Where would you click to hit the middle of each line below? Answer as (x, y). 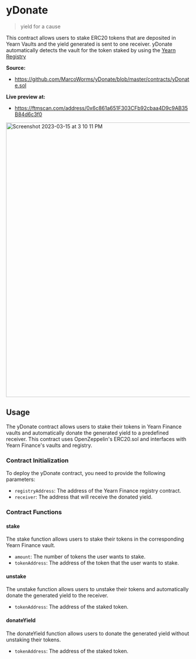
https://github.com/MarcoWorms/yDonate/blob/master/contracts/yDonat (102, 79)
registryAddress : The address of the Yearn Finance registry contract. (98, 491)
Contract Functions (34, 512)
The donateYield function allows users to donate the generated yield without (98, 633)
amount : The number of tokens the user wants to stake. (80, 556)
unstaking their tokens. (34, 640)
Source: (16, 67)
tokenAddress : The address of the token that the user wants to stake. (97, 563)
